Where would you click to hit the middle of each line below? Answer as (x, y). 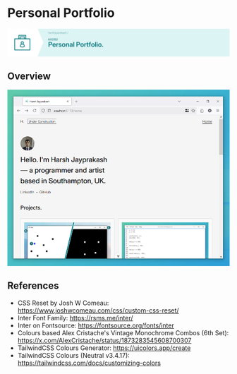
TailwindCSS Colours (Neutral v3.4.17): (74, 355)
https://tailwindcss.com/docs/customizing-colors (89, 363)
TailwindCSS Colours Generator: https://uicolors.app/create (104, 348)
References (33, 286)
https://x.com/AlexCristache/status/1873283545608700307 (104, 340)
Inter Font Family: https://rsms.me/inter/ (75, 318)
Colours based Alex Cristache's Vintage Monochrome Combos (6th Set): (123, 332)
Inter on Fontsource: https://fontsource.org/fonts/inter (96, 325)
